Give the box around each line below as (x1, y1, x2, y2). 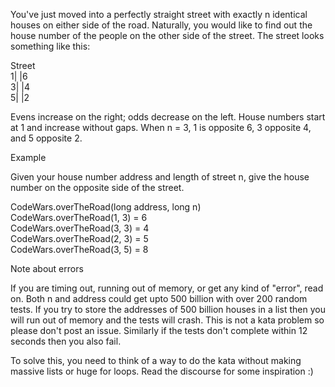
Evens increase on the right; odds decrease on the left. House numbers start (10, 111, 326, 123)
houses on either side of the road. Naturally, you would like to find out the (10, 19, 313, 31)
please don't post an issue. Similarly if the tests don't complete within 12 (10, 325, 308, 336)
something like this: (10, 40, 91, 52)
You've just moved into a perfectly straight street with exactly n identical (10, 9, 308, 20)
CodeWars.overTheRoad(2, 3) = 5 (10, 233, 149, 244)
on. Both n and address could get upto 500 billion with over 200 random (10, 293, 308, 304)
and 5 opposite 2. (10, 132, 83, 144)
